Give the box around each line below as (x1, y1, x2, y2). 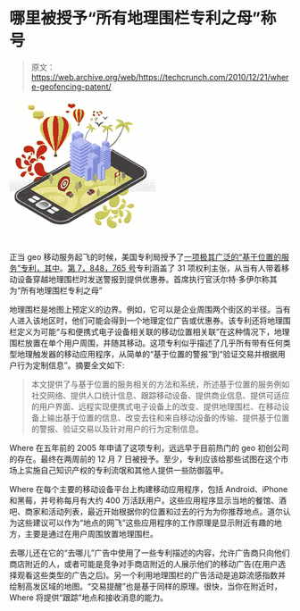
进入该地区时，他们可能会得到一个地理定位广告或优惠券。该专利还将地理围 (16, 314, 291, 326)
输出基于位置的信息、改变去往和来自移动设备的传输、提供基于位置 (46, 412, 290, 423)
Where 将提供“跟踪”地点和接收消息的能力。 (9, 591, 168, 603)
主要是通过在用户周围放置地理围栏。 (24, 528, 158, 539)
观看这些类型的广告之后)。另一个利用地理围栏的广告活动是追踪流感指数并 (16, 569, 287, 581)
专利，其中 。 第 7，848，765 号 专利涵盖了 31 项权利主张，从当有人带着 (21, 263, 282, 273)
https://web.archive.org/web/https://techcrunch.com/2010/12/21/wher (30, 71, 289, 82)
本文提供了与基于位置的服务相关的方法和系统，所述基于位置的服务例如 (30, 379, 290, 389)
